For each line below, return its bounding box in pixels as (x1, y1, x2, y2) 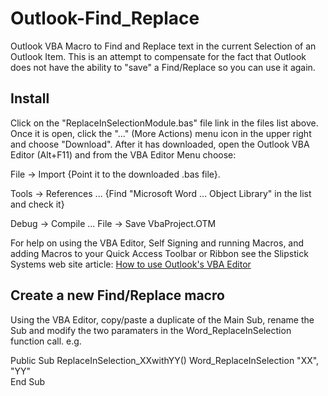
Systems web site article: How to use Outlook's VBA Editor (10, 258, 252, 270)
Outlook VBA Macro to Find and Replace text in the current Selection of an (10, 40, 317, 52)
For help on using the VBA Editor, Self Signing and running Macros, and (10, 237, 305, 249)
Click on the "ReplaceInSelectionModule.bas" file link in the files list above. (10, 117, 319, 129)
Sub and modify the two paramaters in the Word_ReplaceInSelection (10, 324, 292, 336)
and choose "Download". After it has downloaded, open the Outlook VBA (10, 138, 310, 150)
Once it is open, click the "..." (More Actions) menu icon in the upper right (10, 127, 312, 139)
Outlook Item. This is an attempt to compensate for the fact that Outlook (10, 50, 307, 62)
